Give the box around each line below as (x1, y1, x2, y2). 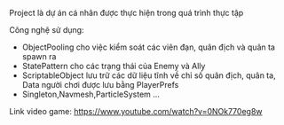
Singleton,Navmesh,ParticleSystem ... (21, 89, 160, 99)
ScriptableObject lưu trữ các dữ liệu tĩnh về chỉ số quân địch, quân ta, (21, 70, 277, 81)
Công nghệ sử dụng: (9, 25, 84, 35)
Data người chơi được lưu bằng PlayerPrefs (21, 80, 179, 90)
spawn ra (21, 51, 57, 61)
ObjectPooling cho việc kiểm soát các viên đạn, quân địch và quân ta (21, 42, 275, 52)
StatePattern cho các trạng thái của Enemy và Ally (21, 61, 206, 71)
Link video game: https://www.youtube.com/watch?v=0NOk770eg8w (9, 106, 264, 116)
